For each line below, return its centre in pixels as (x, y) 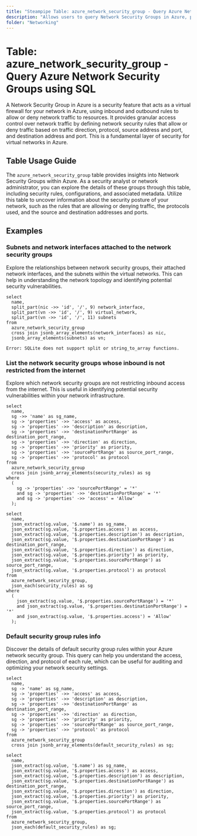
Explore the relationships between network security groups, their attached (96, 267)
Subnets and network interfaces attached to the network (89, 247)
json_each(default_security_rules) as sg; (64, 827)
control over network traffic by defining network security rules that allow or (97, 124)
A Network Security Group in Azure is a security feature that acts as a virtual (98, 105)
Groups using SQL (51, 89)
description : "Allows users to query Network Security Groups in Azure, (97, 17)
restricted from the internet (46, 370)
